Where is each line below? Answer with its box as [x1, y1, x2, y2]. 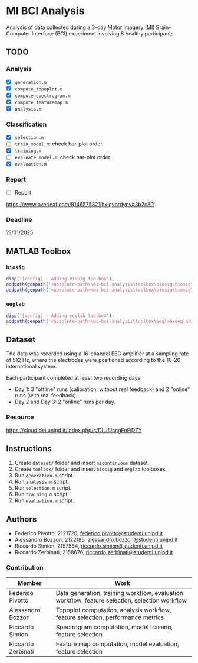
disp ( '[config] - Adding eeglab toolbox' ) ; [6, 312, 115, 319]
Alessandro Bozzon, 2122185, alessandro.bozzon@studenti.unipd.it [14, 536, 178, 544]
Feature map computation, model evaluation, [55, 640, 180, 648]
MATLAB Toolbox [6, 246, 71, 256]
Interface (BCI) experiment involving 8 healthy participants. [31, 30, 176, 37]
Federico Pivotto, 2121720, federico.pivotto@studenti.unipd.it [14, 530, 163, 537]
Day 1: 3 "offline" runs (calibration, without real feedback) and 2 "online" [14, 386, 190, 393]
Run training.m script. [14, 491, 70, 498]
